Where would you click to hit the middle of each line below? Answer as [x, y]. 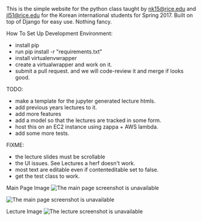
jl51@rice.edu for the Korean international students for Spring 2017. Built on [100, 15]
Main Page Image [28, 188]
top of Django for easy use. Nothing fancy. [59, 22]
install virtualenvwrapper [46, 58]
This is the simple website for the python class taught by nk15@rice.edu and [101, 9]
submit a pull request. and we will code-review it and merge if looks [99, 71]
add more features [38, 114]
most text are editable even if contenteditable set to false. [87, 170]
